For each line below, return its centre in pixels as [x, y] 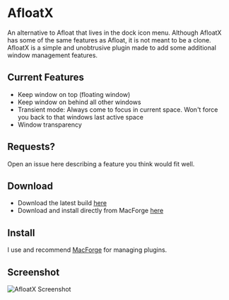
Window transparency [50, 125]
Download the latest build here [62, 203]
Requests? [31, 147]
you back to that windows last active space [80, 117]
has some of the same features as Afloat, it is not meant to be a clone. [109, 40]
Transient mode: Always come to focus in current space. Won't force [118, 109]
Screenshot [34, 272]
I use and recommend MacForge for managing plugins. [87, 250]
